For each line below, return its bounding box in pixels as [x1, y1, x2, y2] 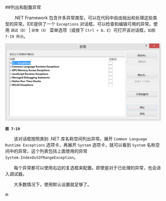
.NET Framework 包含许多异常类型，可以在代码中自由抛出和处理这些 [14, 15, 153, 21]
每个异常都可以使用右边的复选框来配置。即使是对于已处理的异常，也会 [14, 164, 157, 170]
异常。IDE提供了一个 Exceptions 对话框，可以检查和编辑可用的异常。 [13, 21, 154, 27]
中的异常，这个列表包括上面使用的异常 [9, 148, 87, 154]
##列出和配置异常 [5, 4, 41, 10]
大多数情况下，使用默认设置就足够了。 [14, 181, 92, 187]
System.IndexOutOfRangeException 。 [5, 154, 78, 160]
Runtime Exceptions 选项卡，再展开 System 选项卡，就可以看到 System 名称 [5, 142, 156, 148]
